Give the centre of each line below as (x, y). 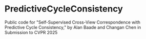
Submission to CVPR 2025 (31, 32)
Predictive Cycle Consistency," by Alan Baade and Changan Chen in (73, 27)
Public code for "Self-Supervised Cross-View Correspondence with (73, 22)
